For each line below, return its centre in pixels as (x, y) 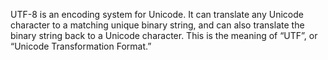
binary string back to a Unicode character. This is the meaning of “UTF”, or (164, 35)
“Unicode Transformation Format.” (81, 46)
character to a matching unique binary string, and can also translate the (157, 25)
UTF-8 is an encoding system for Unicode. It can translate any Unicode (157, 14)
